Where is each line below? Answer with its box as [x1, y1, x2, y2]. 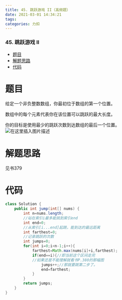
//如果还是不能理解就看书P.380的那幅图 [32, 257, 104, 262]
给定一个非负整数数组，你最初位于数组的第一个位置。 [5, 101, 115, 107]
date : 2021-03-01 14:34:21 [5, 12, 62, 17]
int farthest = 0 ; [23, 229, 57, 235]
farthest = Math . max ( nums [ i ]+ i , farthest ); [32, 248, 118, 253]
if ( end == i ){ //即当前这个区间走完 [32, 253, 95, 258]
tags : [5, 17, 17, 22]
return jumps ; [23, 281, 53, 286]
